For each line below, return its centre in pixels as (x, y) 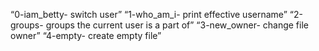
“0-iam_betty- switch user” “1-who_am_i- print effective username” (149, 14)
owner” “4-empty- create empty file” (86, 35)
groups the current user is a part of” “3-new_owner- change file (177, 25)
